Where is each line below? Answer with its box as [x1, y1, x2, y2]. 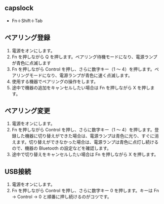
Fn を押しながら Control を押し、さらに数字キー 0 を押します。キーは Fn [11, 188, 159, 194]
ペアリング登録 [4, 34, 50, 42]
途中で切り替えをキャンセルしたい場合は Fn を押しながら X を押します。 [11, 152, 159, 158]
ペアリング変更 [4, 107, 50, 115]
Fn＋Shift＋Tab [11, 17, 43, 24]
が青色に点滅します [11, 60, 51, 66]
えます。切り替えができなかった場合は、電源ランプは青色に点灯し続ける [11, 139, 159, 145]
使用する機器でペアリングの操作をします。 [11, 79, 98, 84]
